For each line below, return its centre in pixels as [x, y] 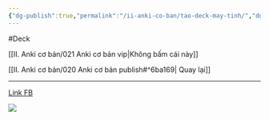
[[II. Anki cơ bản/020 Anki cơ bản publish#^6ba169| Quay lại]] [109, 70]
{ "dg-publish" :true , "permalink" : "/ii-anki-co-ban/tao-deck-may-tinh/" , [130, 16]
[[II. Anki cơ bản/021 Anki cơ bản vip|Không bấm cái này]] [103, 54]
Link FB [21, 92]
